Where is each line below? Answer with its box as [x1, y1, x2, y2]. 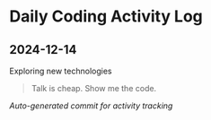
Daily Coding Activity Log [9, 6, 204, 27]
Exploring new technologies [9, 65, 112, 76]
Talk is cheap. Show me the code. [31, 83, 157, 93]
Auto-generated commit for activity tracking [9, 100, 173, 111]
